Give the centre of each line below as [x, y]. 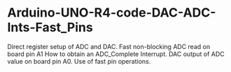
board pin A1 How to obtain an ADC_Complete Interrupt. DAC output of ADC [116, 54]
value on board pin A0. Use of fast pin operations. [79, 61]
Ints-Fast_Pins [50, 27]
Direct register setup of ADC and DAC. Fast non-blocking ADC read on [109, 46]
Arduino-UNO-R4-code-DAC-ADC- [112, 13]
